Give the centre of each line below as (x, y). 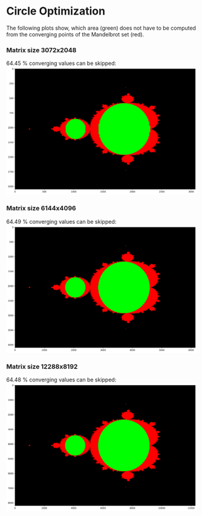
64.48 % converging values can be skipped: (61, 380)
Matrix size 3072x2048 (41, 50)
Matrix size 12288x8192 (42, 366)
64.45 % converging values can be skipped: (61, 63)
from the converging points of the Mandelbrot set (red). (75, 34)
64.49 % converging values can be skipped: (61, 221)
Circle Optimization (56, 11)
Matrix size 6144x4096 (41, 209)
